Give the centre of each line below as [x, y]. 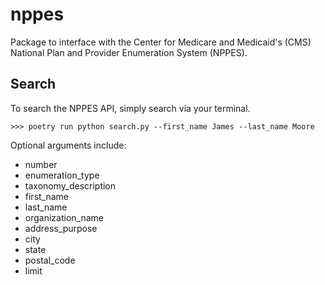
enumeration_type [62, 175]
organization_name [64, 217]
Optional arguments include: [68, 145]
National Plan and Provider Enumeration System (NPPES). [129, 52]
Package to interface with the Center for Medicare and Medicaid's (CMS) [161, 42]
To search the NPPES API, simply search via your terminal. [130, 108]
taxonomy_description [70, 185]
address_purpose [61, 228]
